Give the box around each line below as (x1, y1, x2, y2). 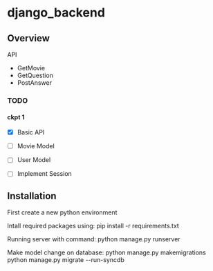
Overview (7, 32, 50, 44)
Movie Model (17, 142, 55, 150)
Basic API (17, 128, 45, 137)
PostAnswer (17, 79, 52, 87)
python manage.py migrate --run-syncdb (7, 256, 124, 264)
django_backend (7, 5, 106, 21)
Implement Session (17, 170, 73, 178)
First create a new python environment (7, 208, 118, 217)
